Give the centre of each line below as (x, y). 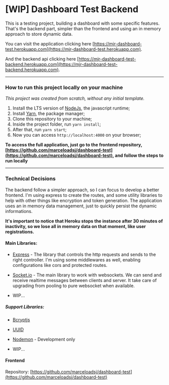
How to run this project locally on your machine (64, 87)
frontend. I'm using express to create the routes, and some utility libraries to (84, 195)
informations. (19, 211)
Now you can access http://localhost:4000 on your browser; (77, 135)
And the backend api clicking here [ (42, 59)
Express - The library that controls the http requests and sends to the (84, 254)
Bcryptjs (21, 319)
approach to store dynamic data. (39, 34)
